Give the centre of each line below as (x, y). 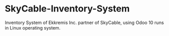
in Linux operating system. (33, 27)
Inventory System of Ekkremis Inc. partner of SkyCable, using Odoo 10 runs (84, 22)
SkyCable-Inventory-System (67, 9)
